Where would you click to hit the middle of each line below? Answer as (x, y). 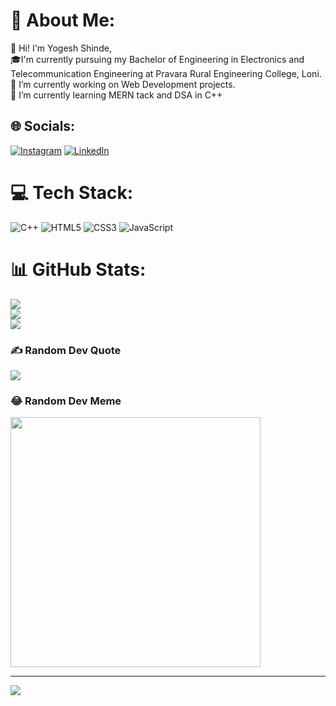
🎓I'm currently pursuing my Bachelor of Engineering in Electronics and (157, 59)
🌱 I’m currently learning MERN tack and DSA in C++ (116, 95)
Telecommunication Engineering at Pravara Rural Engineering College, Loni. (166, 73)
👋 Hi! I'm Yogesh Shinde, (61, 48)
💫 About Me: (63, 20)
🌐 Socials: (43, 126)
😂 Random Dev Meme (66, 401)
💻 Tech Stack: (72, 192)
